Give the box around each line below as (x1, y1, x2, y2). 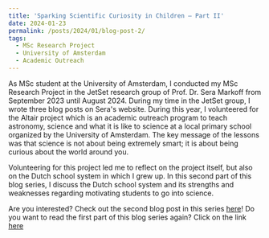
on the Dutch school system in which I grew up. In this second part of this (8, 170, 252, 181)
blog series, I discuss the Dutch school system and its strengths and (8, 179, 234, 189)
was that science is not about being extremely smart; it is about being (8, 138, 238, 148)
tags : (8, 34, 26, 43)
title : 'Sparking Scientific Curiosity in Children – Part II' (8, 11, 225, 20)
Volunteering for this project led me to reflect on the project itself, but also (8, 162, 253, 172)
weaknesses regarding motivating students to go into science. (8, 188, 214, 198)
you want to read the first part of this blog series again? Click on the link (8, 212, 247, 222)
